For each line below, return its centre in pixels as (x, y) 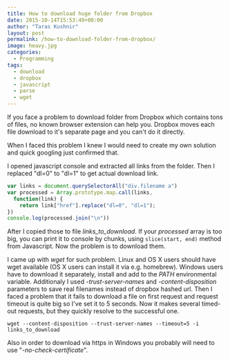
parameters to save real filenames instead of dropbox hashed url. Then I (110, 289)
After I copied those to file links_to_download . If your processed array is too (115, 231)
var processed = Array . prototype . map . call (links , (80, 192)
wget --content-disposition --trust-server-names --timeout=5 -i (103, 324)
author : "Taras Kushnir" (43, 26)
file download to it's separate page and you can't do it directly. (96, 132)
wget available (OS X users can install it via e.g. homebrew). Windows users (115, 267)
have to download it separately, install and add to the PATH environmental (112, 274)
